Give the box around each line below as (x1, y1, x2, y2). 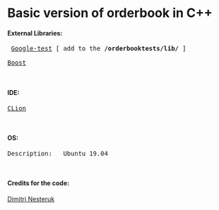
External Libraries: (7, 28, 63, 37)
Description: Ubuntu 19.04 (7, 149, 108, 157)
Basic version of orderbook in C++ (7, 5, 213, 21)
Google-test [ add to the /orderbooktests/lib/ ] (11, 45, 187, 52)
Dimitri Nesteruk (7, 195, 55, 203)
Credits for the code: (7, 179, 69, 187)
